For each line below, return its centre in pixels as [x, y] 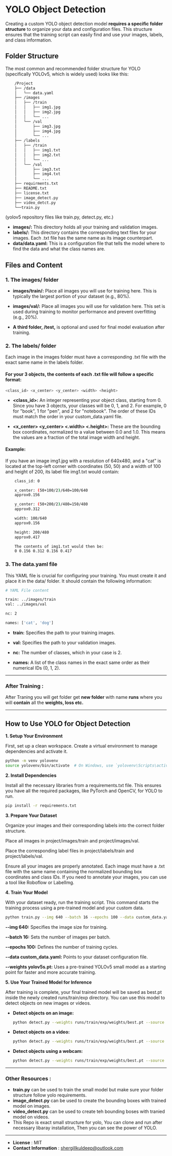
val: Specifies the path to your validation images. [64, 642]
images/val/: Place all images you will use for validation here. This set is [89, 306]
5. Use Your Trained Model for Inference [49, 982]
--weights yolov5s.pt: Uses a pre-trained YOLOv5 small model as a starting [86, 967]
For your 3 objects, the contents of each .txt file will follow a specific [80, 374]
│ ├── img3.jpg [37, 126]
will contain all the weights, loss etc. [44, 703]
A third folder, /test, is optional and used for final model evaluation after [89, 327]
